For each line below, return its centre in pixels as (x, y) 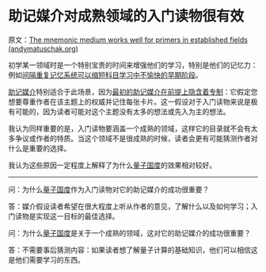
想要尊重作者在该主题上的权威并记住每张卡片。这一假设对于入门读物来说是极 (133, 102)
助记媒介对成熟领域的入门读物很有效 (126, 16)
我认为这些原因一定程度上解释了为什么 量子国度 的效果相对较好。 (112, 165)
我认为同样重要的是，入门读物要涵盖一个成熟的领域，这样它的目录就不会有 (129, 128)
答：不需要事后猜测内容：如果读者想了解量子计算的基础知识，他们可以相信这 (133, 250)
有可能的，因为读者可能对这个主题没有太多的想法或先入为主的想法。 (119, 111)
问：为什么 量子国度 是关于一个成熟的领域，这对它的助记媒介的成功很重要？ (129, 233)
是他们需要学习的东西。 (46, 259)
